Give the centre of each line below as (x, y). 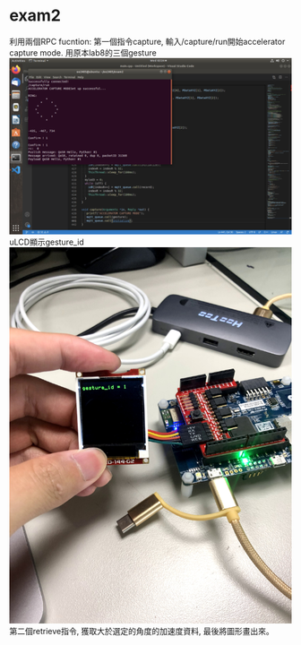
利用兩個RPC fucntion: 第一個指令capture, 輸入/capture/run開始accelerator (147, 41)
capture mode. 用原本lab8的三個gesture (83, 52)
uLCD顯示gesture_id (47, 242)
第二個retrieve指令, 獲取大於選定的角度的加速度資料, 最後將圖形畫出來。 (142, 631)
